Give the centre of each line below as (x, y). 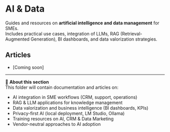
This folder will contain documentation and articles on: (62, 87)
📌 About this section (27, 82)
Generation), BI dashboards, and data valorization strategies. (94, 39)
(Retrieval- (131, 34)
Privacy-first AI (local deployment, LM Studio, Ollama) (69, 113)
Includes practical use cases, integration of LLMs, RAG (62, 34)
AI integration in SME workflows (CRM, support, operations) (75, 97)
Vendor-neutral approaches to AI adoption (57, 124)
